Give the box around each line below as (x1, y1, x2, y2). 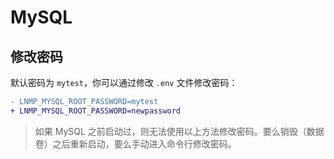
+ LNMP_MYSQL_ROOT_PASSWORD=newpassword (10, 106, 182, 116)
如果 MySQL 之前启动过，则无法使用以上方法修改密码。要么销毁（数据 (34, 125, 325, 137)
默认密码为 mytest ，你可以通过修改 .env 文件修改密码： (10, 77, 238, 88)
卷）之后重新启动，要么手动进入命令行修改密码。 (34, 137, 237, 150)
